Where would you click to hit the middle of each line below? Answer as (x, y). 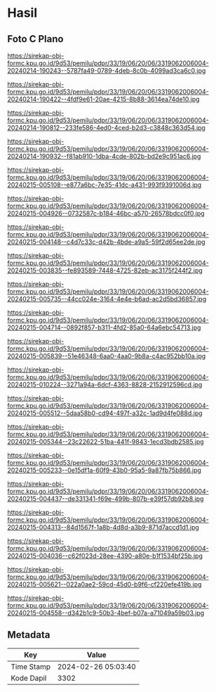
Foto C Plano (35, 39)
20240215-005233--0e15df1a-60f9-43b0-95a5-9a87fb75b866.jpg (104, 470)
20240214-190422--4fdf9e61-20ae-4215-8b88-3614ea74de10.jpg (103, 99)
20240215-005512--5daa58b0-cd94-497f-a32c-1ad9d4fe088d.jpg (105, 413)
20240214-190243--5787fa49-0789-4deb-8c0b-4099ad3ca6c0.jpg (107, 71)
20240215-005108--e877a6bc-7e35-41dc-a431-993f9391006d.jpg (104, 185)
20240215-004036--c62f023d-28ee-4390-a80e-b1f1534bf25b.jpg (105, 556)
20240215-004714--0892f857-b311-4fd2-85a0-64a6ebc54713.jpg (104, 327)
